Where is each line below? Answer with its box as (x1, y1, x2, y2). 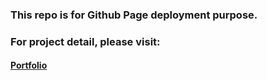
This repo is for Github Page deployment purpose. (10, 8, 258, 22)
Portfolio (10, 59, 48, 72)
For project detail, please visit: (10, 34, 161, 48)
